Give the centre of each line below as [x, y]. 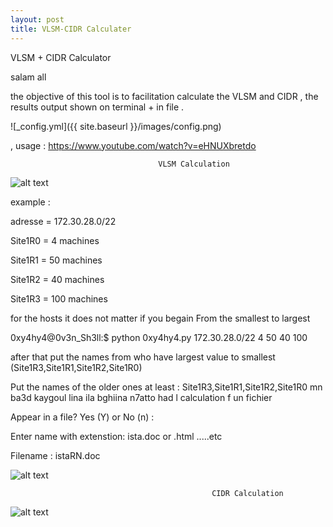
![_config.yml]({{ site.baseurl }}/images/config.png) [116, 126]
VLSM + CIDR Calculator [61, 57]
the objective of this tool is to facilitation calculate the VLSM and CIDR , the [164, 96]
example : [30, 202]
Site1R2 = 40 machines [57, 279]
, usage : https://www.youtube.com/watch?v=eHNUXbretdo [133, 145]
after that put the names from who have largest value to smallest [143, 357]
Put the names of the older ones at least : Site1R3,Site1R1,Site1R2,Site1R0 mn [166, 387]
